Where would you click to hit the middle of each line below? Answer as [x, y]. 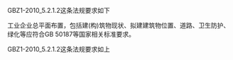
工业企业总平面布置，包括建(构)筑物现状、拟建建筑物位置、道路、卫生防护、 [119, 25]
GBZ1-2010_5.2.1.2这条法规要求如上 [59, 49]
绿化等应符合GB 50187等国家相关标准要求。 [71, 34]
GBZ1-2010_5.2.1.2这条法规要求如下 [59, 10]
